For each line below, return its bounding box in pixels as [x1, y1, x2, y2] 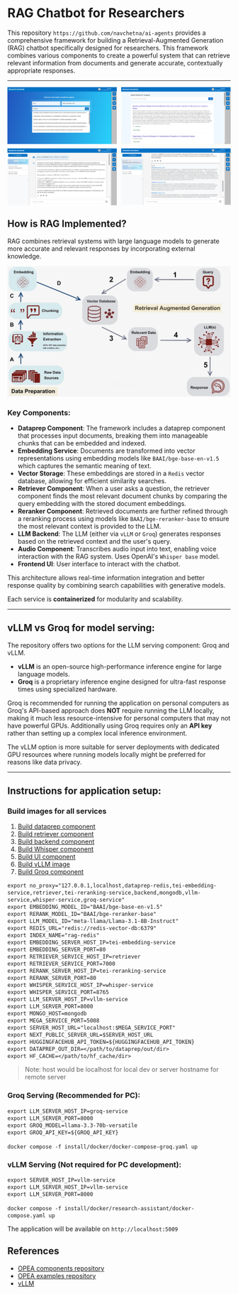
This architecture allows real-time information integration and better [7, 573, 205, 582]
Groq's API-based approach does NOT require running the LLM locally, [7, 706, 215, 715]
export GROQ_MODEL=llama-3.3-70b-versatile [7, 1121, 138, 1129]
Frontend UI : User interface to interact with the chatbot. [17, 559, 181, 568]
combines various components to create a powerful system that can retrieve [7, 51, 230, 60]
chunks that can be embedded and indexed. [17, 438, 147, 447]
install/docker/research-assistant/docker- [64, 1205, 195, 1212]
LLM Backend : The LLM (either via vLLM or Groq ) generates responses [17, 529, 221, 538]
